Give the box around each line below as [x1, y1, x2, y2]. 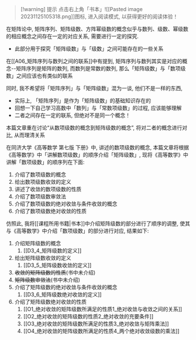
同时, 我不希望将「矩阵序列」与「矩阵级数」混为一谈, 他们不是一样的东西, [6, 85, 183, 91]
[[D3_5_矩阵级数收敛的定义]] [23, 262, 92, 269]
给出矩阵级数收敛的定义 [14, 255, 71, 261]
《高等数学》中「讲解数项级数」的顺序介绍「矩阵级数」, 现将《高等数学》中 [6, 152, 188, 158]
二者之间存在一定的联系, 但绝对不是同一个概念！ [14, 112, 130, 119]
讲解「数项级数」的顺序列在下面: [6, 159, 85, 166]
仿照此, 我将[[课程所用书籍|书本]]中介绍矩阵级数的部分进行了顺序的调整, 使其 [6, 220, 191, 227]
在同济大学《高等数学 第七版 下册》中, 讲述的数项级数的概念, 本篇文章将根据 [6, 144, 189, 151]
